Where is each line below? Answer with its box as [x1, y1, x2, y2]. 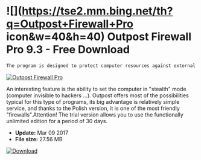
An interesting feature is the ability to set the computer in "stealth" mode [6, 85, 187, 92]
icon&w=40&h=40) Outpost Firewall [6, 30, 192, 43]
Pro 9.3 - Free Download [6, 43, 130, 57]
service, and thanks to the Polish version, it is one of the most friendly [6, 104, 180, 112]
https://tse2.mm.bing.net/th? [22, 4, 173, 18]
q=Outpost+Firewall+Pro [6, 17, 134, 31]
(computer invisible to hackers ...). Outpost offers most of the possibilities [6, 92, 189, 99]
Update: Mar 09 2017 [14, 129, 68, 136]
